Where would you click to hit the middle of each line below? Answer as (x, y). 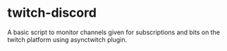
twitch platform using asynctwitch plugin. (67, 39)
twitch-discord (52, 13)
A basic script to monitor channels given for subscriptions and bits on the (114, 32)
